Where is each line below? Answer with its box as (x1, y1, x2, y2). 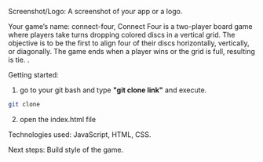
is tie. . (8, 55, 30, 64)
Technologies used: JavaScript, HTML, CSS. (8, 129, 152, 139)
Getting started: (8, 70, 59, 79)
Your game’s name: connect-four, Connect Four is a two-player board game (8, 22, 253, 31)
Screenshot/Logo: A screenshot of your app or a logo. (8, 7, 183, 16)
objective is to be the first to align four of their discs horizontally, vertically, (8, 38, 250, 48)
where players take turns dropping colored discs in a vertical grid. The (8, 31, 236, 39)
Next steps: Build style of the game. (8, 145, 124, 154)
